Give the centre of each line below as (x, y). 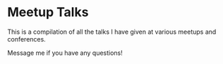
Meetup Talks (48, 12)
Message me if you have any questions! (65, 53)
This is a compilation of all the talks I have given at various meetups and (112, 32)
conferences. (26, 39)
